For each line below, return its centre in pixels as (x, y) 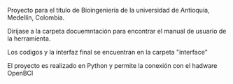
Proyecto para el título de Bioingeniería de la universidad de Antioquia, (108, 10)
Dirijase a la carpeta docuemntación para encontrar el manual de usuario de (117, 31)
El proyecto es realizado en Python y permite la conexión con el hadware (112, 65)
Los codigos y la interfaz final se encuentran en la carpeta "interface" (107, 52)
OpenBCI (20, 73)
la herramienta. (29, 38)
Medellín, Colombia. (36, 17)
